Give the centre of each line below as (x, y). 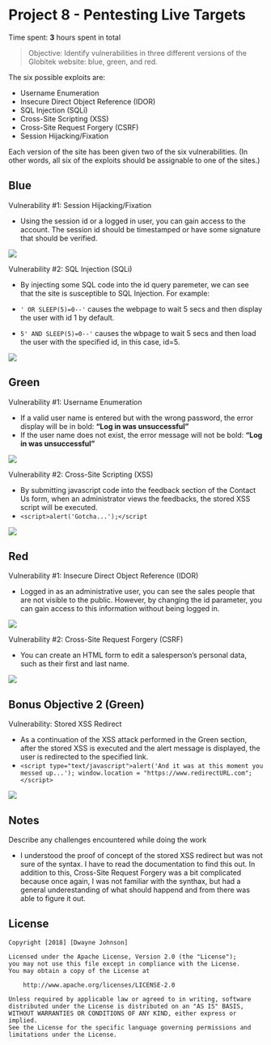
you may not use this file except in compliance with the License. (125, 964)
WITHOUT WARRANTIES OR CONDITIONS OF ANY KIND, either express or (123, 1013)
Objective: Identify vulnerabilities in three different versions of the (137, 53)
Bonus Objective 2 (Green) (76, 705)
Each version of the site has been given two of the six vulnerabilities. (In (128, 151)
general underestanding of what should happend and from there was (135, 890)
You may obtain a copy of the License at (79, 971)
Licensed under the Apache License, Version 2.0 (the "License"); (123, 957)
